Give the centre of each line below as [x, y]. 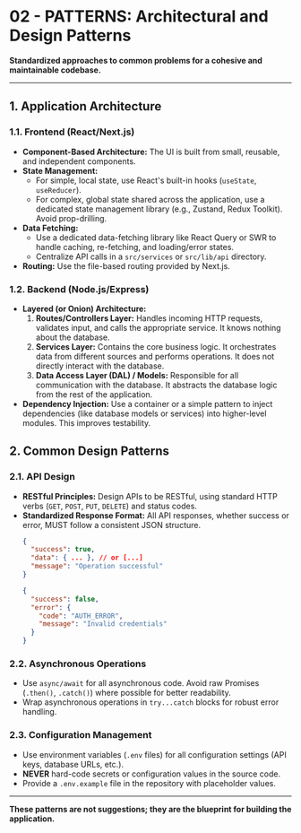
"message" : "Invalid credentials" [103, 624]
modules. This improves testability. [86, 422]
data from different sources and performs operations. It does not [155, 356]
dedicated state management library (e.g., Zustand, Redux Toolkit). [159, 209]
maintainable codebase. [55, 70]
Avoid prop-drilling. [71, 218]
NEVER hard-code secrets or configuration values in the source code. [151, 774]
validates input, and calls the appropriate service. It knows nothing [158, 327]
